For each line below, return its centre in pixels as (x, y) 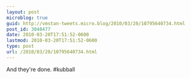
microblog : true (27, 18)
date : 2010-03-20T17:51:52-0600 (48, 35)
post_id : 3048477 (29, 29)
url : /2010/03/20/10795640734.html (52, 52)
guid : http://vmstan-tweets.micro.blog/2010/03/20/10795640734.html (96, 23)
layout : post (23, 12)
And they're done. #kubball (41, 69)
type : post (20, 47)
